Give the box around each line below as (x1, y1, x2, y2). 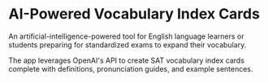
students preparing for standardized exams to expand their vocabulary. (8, 39, 247, 49)
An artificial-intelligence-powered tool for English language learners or (8, 31, 244, 41)
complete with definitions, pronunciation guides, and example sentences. (8, 64, 253, 73)
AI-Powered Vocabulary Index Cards (8, 5, 260, 23)
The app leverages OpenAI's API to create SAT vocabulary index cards (8, 55, 245, 65)
